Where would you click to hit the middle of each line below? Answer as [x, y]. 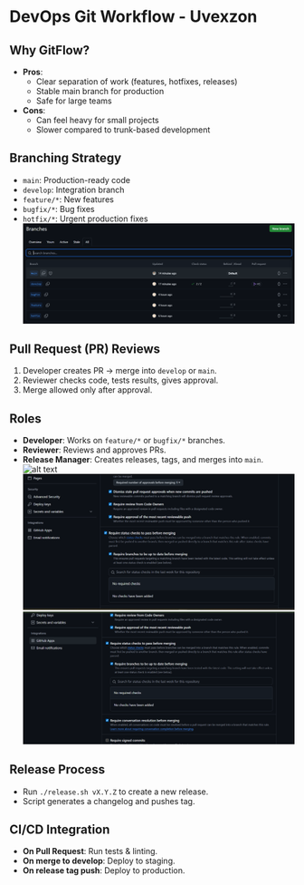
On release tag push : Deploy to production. [104, 870]
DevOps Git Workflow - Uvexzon [133, 17]
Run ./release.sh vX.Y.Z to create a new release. [115, 792]
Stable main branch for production [100, 91]
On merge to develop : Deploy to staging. [99, 861]
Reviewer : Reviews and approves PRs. [94, 450]
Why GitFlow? [50, 50]
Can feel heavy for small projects [98, 120]
